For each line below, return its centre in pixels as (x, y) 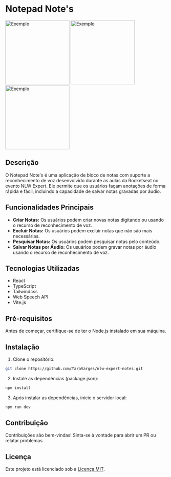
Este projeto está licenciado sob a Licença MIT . (55, 469)
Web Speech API (30, 297)
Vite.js (19, 302)
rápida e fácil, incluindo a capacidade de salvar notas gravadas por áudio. (83, 191)
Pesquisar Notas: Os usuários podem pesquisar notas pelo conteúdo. (87, 242)
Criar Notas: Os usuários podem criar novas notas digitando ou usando (88, 220)
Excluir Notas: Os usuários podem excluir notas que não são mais (82, 230)
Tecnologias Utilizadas (42, 268)
